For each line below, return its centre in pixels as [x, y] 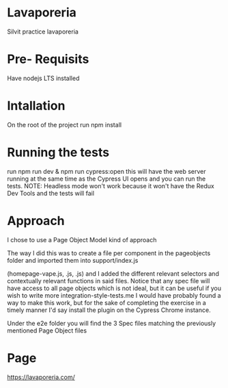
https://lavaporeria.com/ [41, 377]
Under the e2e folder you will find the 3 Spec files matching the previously [112, 323]
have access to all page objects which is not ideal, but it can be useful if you [114, 288]
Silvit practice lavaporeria [43, 31]
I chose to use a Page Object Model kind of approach [82, 240]
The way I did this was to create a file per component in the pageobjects [109, 253]
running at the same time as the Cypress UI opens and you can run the [106, 179]
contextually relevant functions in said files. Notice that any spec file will [109, 281]
